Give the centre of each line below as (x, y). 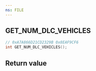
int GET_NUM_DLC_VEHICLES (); (36, 47)
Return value (26, 63)
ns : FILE (15, 10)
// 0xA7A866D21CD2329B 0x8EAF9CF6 (42, 42)
